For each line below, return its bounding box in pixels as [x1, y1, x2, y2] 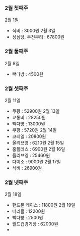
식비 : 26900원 [12, 165, 42, 171]
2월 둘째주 [5, 48, 29, 55]
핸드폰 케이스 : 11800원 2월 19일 [12, 202, 76, 208]
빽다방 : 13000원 [12, 120, 46, 127]
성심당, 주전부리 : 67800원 [12, 34, 65, 40]
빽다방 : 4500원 [12, 71, 44, 77]
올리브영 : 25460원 [12, 152, 50, 158]
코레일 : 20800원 [12, 133, 46, 139]
